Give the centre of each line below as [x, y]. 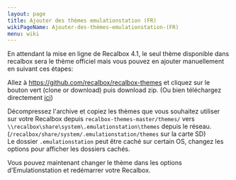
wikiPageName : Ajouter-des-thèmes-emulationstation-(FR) [93, 27]
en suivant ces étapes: [40, 69]
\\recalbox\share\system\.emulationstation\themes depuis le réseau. [109, 126]
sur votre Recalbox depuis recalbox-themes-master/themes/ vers [101, 119]
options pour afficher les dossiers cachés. [69, 149]
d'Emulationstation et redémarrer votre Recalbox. [79, 170]
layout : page [27, 14]
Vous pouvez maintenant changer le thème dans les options [95, 163]
